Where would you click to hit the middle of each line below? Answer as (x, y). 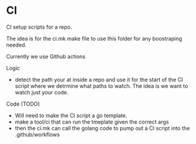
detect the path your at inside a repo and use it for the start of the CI (99, 79)
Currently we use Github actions (46, 56)
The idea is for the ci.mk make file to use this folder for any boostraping (94, 38)
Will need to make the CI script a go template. (71, 115)
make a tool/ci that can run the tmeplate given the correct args (92, 122)
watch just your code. (42, 92)
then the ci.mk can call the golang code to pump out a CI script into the (102, 128)
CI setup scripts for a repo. (39, 27)
